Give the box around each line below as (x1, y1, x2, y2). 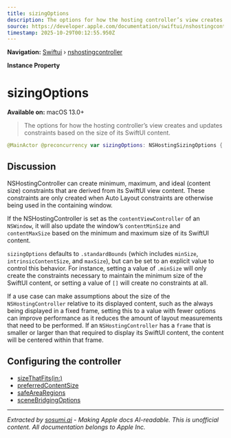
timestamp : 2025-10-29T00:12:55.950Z (7, 29, 115, 36)
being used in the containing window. (7, 200, 113, 209)
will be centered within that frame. (7, 336, 104, 344)
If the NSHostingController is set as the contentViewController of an (7, 214, 201, 222)
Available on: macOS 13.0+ (7, 108, 85, 117)
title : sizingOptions (7, 10, 69, 17)
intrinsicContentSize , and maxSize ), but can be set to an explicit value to (7, 257, 214, 265)
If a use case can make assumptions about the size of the (7, 292, 170, 300)
